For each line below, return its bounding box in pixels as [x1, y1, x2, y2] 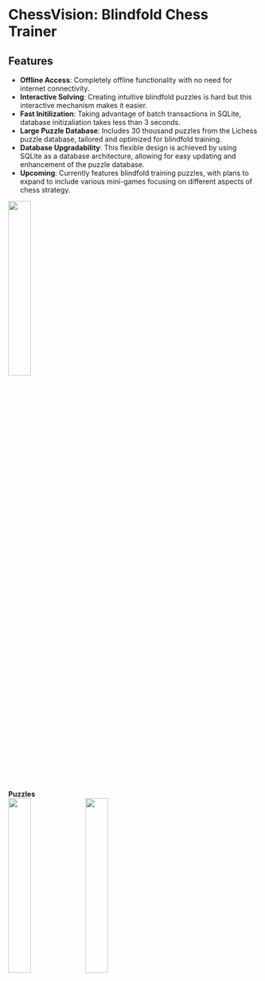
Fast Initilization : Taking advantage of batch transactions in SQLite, [19, 109, 242, 119]
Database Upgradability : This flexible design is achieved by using [19, 143, 237, 152]
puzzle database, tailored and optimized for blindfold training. [19, 134, 222, 144]
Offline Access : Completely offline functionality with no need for [19, 76, 232, 84]
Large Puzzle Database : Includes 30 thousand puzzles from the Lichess [19, 126, 258, 135]
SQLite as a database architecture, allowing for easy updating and [19, 151, 236, 161]
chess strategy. [19, 185, 71, 194]
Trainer [8, 22, 57, 41]
